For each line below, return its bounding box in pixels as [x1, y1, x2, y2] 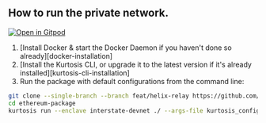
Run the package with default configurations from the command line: [19, 76, 245, 86]
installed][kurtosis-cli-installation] [19, 67, 131, 78]
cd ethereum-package [8, 99, 77, 107]
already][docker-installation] [19, 51, 113, 60]
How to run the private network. [8, 6, 169, 20]
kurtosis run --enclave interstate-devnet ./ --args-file [8, 106, 203, 114]
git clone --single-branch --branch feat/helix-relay [8, 91, 190, 100]
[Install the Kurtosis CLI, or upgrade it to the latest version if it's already [19, 60, 252, 69]
